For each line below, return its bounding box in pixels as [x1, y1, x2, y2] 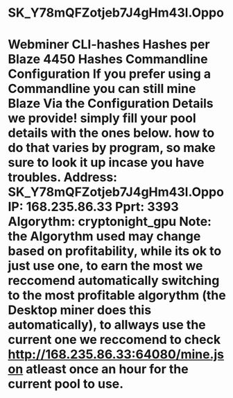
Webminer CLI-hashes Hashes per [8, 37, 210, 53]
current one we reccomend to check [8, 332, 221, 348]
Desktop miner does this [8, 302, 152, 318]
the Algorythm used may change [8, 229, 201, 244]
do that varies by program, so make [8, 140, 216, 156]
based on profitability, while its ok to [8, 243, 222, 259]
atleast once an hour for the [26, 361, 189, 377]
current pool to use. [8, 376, 124, 392]
